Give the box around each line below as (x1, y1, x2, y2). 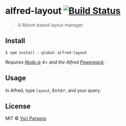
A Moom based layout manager (17, 22, 83, 28)
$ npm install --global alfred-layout (5, 50, 87, 55)
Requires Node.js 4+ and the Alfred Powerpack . (5, 59, 105, 65)
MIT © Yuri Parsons (5, 115, 47, 121)
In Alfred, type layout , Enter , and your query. (5, 87, 101, 93)
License (5, 102, 31, 110)
